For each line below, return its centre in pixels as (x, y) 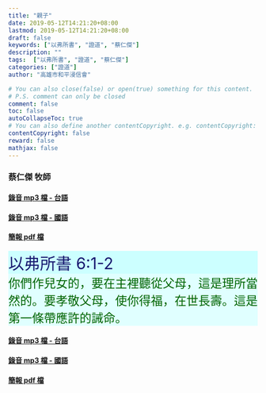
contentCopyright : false (49, 133)
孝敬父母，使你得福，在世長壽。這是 (156, 301)
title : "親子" (30, 15)
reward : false (32, 141)
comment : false (33, 104)
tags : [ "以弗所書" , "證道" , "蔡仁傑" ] (68, 60)
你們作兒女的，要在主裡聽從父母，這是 (115, 283)
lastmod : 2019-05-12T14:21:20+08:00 (68, 30)
